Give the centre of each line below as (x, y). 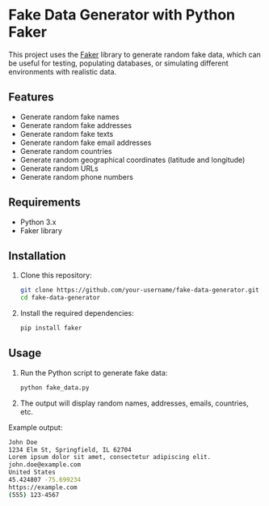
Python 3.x (38, 222)
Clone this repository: (56, 275)
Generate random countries (66, 151)
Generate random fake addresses (76, 125)
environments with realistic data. (63, 71)
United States (32, 472)
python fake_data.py (55, 387)
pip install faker (51, 328)
